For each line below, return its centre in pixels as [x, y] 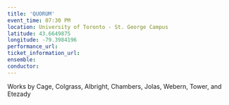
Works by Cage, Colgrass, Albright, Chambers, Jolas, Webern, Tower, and [114, 86]
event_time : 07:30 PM [39, 20]
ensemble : [22, 60]
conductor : [23, 66]
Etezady [19, 94]
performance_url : [33, 47]
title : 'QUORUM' [31, 14]
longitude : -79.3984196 [42, 40]
